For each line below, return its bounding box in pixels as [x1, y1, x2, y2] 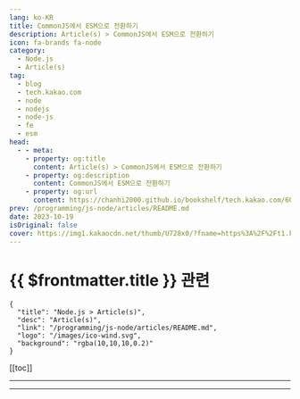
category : [9, 46, 46, 55]
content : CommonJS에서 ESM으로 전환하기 [32, 179, 171, 188]
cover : [9, 229, 34, 237]
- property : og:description [25, 170, 129, 179]
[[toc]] [9, 362, 33, 373]
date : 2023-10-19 [9, 212, 74, 221]
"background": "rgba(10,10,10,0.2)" [17, 339, 154, 348]
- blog [17, 79, 42, 88]
